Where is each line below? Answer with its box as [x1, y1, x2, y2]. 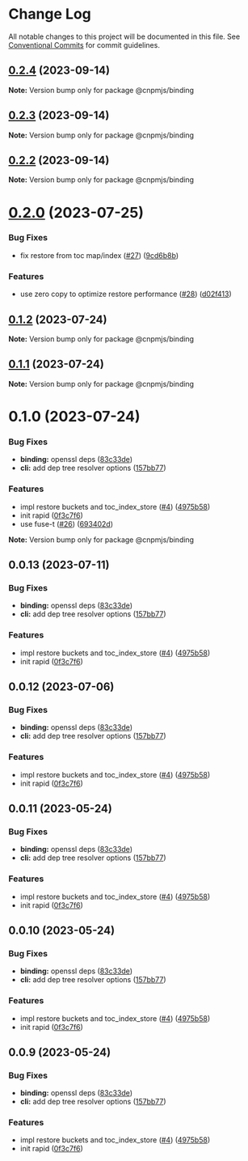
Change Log [8, 5, 91, 23]
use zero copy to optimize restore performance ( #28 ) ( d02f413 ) [19, 289, 232, 299]
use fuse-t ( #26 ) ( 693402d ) [19, 519, 113, 528]
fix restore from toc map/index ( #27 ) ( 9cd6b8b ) [19, 250, 179, 260]
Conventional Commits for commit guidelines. [8, 40, 160, 49]
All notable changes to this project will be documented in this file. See [8, 32, 241, 41]
